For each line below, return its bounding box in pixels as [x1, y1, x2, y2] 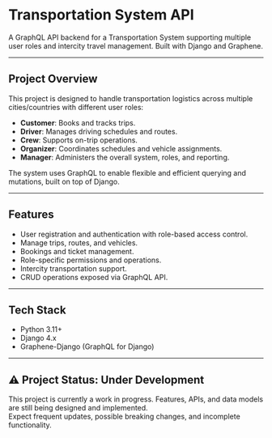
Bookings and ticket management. [19, 246, 134, 256]
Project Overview [8, 72, 98, 86]
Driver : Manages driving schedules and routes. [19, 126, 178, 136]
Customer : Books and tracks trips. [19, 117, 136, 127]
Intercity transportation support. [19, 263, 127, 273]
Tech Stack [8, 303, 66, 317]
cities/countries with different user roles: [8, 102, 144, 112]
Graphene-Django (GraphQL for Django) [19, 342, 155, 351]
